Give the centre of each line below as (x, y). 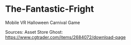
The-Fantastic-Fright (50, 9)
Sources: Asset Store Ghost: (34, 32)
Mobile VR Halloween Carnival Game (43, 22)
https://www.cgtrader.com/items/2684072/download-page (65, 37)
